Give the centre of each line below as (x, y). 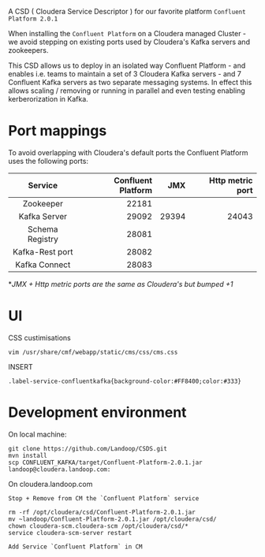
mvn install (28, 455)
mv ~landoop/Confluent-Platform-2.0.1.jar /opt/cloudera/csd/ (112, 519)
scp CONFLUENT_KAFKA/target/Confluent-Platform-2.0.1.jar (105, 462)
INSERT (21, 366)
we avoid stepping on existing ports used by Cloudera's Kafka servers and (129, 42)
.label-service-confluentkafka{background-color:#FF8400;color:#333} (125, 381)
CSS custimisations (39, 337)
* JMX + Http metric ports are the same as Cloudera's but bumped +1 (121, 284)
